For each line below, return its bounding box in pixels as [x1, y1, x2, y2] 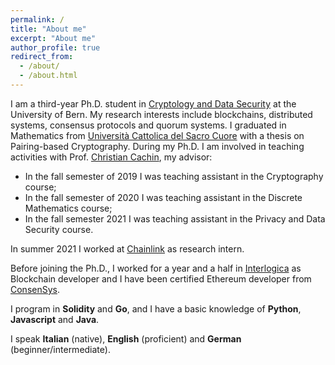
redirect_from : [10, 52, 74, 62]
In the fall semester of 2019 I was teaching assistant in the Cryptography [24, 170, 324, 182]
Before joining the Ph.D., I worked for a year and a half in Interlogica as [10, 262, 302, 274]
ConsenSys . [10, 283, 61, 295]
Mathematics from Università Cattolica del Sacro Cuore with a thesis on [10, 129, 305, 141]
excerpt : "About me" [10, 33, 97, 43]
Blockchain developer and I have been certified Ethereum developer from [10, 272, 312, 285]
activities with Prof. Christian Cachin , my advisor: [10, 151, 213, 163]
